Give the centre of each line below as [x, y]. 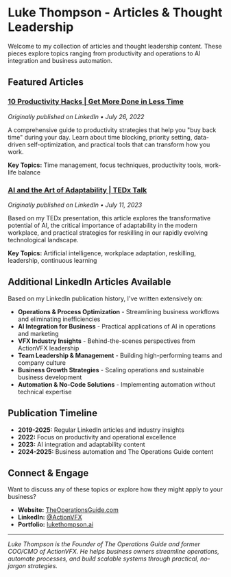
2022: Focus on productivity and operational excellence [97, 437]
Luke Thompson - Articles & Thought [115, 13]
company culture [41, 362]
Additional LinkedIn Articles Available [89, 282]
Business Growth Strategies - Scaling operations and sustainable [111, 370]
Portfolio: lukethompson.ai [56, 524]
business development [50, 377]
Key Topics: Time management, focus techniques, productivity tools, [106, 165]
